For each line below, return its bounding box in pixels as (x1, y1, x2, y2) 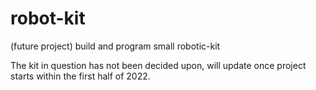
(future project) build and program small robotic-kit (10, 40, 221, 52)
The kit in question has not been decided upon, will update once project (10, 59, 307, 71)
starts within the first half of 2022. (10, 70, 151, 82)
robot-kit (10, 7, 86, 30)
